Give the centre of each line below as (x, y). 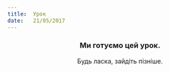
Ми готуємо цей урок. (120, 46)
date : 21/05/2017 (36, 21)
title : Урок (27, 14)
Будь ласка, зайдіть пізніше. (120, 61)
